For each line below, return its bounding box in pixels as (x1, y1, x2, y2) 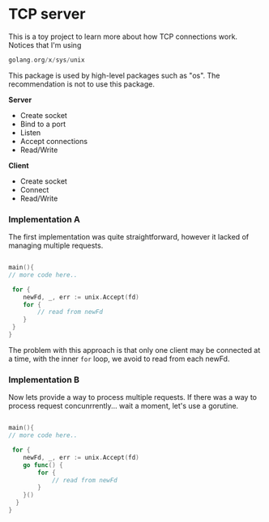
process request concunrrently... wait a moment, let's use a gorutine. (8, 401, 239, 411)
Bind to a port (19, 119, 66, 129)
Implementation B (8, 374, 79, 385)
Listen (19, 127, 41, 138)
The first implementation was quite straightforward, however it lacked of (8, 232, 250, 242)
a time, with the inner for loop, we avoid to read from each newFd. (8, 354, 230, 363)
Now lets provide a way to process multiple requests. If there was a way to (8, 393, 258, 402)
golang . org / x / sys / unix (8, 56, 85, 64)
